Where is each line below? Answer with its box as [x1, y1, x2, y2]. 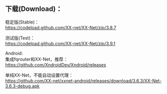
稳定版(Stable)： [5, 19, 39, 25]
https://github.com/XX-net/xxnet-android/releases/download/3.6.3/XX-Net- [5, 77, 162, 83]
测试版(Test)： [5, 34, 35, 41]
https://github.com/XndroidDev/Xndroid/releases [5, 61, 106, 67]
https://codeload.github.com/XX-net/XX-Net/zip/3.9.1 [5, 40, 115, 46]
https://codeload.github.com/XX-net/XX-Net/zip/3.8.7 [5, 24, 116, 30]
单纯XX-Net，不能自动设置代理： [5, 72, 74, 78]
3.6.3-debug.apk [5, 83, 40, 89]
